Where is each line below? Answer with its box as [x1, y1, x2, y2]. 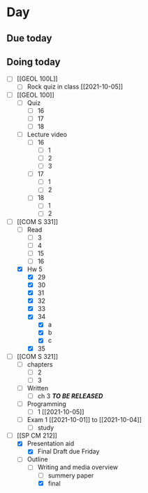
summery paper [47, 471, 94, 480]
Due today [6, 32, 52, 44]
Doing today [6, 55, 61, 67]
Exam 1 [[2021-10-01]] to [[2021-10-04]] [27, 416, 142, 424]
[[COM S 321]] [16, 352, 59, 360]
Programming [27, 400, 67, 408]
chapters [27, 360, 53, 369]
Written [27, 383, 49, 392]
